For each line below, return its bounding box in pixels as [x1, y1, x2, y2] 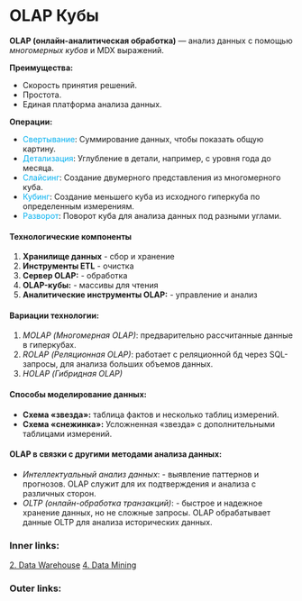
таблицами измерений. [22, 428, 113, 439]
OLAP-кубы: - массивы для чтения [22, 280, 160, 291]
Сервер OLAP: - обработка [22, 270, 128, 281]
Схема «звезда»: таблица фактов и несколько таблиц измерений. [22, 409, 279, 420]
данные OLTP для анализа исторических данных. [22, 516, 214, 527]
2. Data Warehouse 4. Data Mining [9, 560, 137, 570]
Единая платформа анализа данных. [22, 98, 162, 109]
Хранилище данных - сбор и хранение [22, 251, 175, 262]
